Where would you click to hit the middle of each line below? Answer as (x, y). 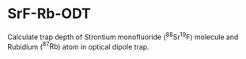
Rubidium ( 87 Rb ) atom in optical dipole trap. (78, 46)
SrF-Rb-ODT (49, 14)
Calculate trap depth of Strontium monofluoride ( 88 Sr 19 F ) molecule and (123, 36)
